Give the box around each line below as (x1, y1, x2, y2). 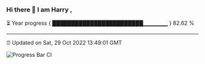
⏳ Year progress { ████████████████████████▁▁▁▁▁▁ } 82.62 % (6, 19, 195, 27)
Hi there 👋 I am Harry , (6, 5, 73, 14)
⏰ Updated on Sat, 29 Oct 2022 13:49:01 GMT (6, 39, 122, 46)
